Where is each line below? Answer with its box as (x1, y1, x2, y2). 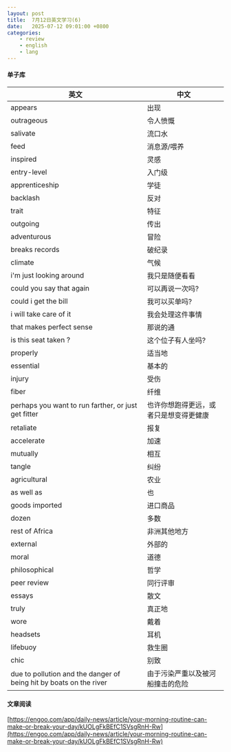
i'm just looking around (10, 271, 85, 280)
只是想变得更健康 (153, 410, 210, 420)
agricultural (10, 474, 48, 484)
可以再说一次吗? (146, 284, 199, 293)
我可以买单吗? (146, 297, 192, 306)
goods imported (10, 501, 63, 510)
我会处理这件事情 (146, 310, 203, 320)
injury (10, 374, 29, 384)
